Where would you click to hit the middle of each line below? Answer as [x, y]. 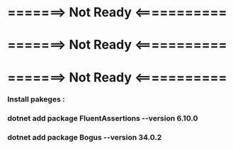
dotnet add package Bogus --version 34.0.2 [85, 138]
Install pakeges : [36, 99]
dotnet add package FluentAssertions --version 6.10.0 [103, 118]
